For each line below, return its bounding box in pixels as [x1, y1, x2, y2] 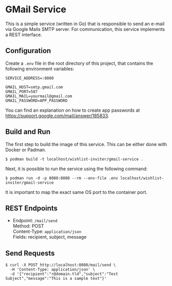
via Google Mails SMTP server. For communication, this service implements [5, 26, 165, 32]
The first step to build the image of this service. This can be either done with [5, 141, 167, 147]
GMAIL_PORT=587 [5, 89, 38, 94]
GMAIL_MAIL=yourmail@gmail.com [5, 94, 72, 99]
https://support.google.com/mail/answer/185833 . [5, 112, 109, 119]
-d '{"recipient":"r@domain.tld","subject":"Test [10, 272, 118, 277]
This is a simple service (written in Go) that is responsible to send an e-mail [5, 21, 165, 27]
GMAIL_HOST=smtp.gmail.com [5, 84, 63, 90]
